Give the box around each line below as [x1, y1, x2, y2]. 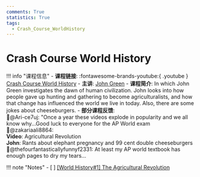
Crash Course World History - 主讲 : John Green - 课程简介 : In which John [6, 80, 190, 88]
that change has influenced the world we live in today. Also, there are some [6, 100, 195, 107]
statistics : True [6, 14, 50, 21]
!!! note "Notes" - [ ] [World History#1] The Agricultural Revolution [6, 164, 170, 171]
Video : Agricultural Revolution [6, 133, 82, 140]
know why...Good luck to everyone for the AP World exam [6, 120, 150, 127]
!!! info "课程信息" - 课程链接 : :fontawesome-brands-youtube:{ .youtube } [6, 72, 189, 80]
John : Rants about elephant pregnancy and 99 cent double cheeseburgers [6, 140, 193, 147]
